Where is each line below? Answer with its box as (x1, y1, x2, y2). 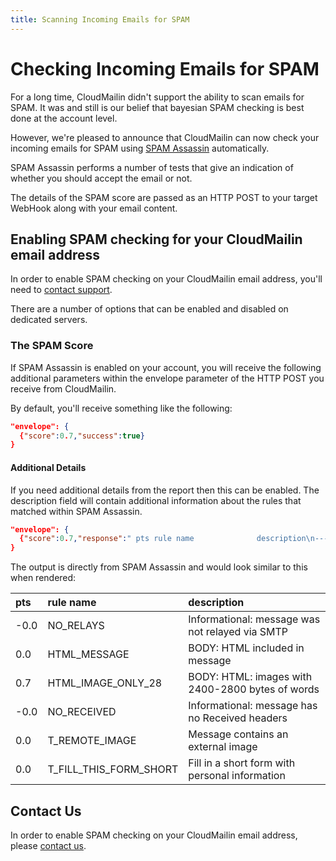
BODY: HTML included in (188, 641, 305, 655)
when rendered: (10, 572, 77, 584)
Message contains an (188, 727, 289, 741)
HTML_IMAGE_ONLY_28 (47, 676, 163, 690)
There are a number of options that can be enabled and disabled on (10, 303, 289, 315)
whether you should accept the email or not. (10, 172, 193, 184)
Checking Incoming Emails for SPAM (10, 57, 320, 80)
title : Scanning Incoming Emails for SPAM (10, 14, 190, 25)
